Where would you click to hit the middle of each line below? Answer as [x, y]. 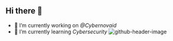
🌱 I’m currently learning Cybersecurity [61, 31]
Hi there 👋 [24, 11]
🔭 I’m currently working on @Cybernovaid [65, 25]
